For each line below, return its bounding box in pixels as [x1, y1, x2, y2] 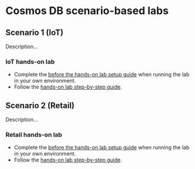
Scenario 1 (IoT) [5, 28, 64, 38]
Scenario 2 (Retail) [5, 100, 75, 110]
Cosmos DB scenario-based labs [5, 4, 169, 18]
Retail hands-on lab [5, 131, 62, 139]
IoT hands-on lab [5, 58, 55, 66]
